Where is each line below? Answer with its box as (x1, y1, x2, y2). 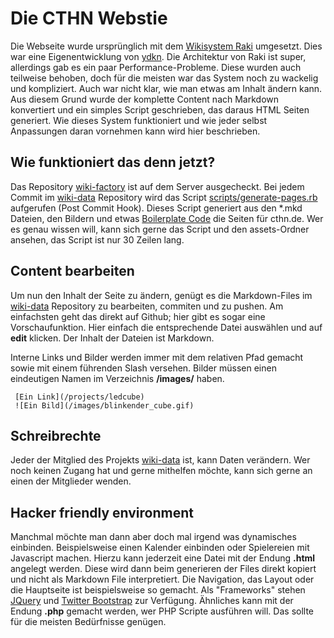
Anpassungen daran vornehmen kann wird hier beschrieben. (10, 125, 261, 137)
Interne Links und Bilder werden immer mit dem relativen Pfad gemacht (10, 351, 304, 363)
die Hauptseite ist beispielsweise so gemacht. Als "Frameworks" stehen (10, 584, 306, 596)
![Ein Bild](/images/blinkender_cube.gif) (14, 400, 195, 411)
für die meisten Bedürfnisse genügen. (10, 616, 167, 628)
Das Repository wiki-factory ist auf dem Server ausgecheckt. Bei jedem (10, 180, 305, 192)
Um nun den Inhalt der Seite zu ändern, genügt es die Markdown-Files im (10, 289, 313, 301)
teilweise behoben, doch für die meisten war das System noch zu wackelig (10, 72, 319, 84)
